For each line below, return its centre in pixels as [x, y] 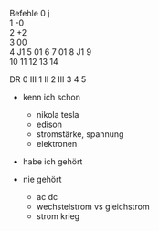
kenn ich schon [51, 97]
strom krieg [58, 216]
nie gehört [42, 179]
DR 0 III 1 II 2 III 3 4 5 [48, 79]
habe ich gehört [53, 162]
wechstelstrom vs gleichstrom [93, 206]
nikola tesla [58, 115]
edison [49, 124]
